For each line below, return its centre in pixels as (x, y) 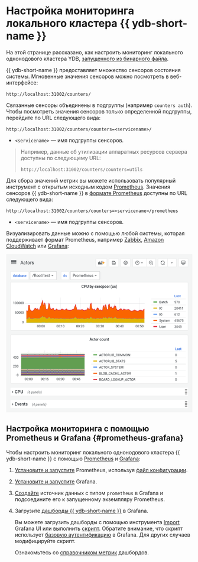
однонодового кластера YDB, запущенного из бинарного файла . (87, 59)
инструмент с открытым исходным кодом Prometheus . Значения (88, 187)
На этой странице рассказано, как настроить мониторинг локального (95, 52)
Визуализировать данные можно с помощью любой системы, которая (95, 233)
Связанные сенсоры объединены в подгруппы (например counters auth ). (99, 105)
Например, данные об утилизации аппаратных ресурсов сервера (104, 151)
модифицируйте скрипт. (45, 541)
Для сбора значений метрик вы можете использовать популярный (91, 180)
